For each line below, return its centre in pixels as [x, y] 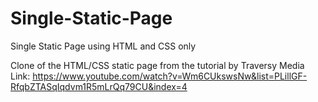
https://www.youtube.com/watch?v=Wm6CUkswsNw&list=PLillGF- [170, 76]
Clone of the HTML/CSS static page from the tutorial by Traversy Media [157, 65]
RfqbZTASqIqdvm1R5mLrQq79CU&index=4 [99, 86]
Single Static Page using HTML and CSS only [103, 46]
